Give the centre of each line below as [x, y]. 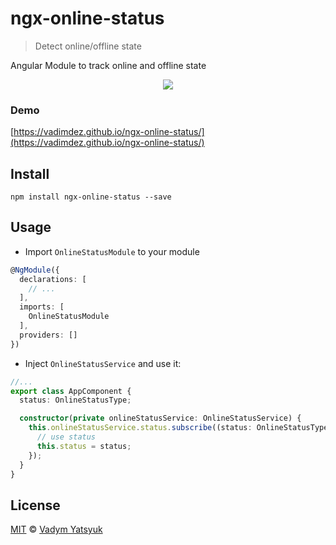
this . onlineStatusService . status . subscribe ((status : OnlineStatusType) [180, 428]
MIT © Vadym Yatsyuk [56, 529]
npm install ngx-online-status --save [91, 197]
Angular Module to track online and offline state [108, 65]
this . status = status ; [84, 446]
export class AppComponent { [71, 391]
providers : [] [48, 335]
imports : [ [42, 307]
